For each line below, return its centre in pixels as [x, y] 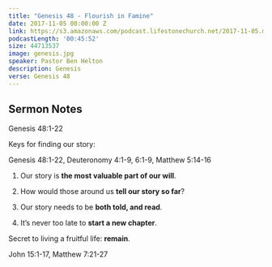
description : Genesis [45, 69]
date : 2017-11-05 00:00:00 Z [57, 24]
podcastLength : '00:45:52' [54, 39]
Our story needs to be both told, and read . [91, 207]
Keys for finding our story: [52, 144]
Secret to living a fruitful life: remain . [70, 239]
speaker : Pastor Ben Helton [56, 62]
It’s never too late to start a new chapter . [89, 223]
